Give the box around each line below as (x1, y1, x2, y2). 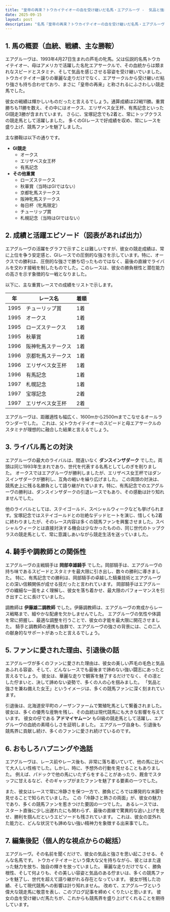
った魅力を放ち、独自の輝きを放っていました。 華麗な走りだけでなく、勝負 (5, 863, 162, 869)
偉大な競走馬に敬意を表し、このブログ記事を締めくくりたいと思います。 (5, 889, 156, 895)
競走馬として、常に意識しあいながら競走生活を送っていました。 (18, 531, 151, 537)
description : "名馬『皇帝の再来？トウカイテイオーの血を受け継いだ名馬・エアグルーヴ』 (5, 21, 168, 27)
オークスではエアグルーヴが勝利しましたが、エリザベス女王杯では (15, 470, 153, 476)
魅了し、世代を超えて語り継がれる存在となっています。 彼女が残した (14, 876, 156, 882)
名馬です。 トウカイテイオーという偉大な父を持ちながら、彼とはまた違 (14, 857, 161, 863)
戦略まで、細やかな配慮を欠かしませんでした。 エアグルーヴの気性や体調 (9, 611, 161, 617)
